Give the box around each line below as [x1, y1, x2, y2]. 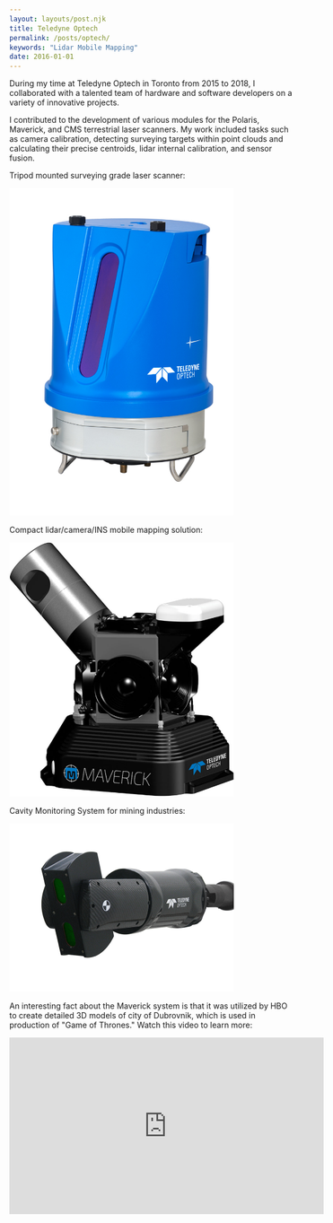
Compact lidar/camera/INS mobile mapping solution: [9, 525, 204, 536]
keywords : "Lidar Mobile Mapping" [9, 43, 139, 52]
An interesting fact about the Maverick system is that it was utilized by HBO [9, 1000, 288, 1011]
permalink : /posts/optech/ [9, 33, 110, 42]
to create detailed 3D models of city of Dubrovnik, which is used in [9, 1010, 256, 1021]
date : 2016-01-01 [9, 52, 74, 62]
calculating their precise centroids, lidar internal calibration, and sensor [9, 144, 272, 154]
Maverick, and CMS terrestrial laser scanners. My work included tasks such [9, 124, 289, 135]
